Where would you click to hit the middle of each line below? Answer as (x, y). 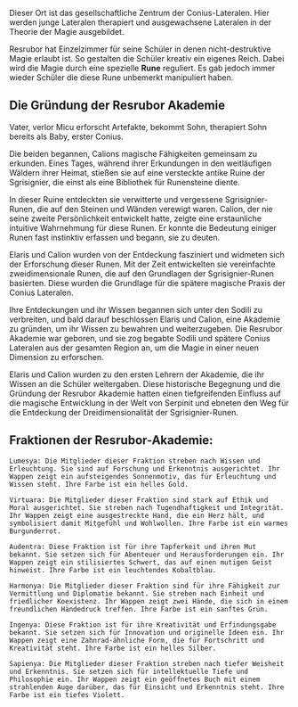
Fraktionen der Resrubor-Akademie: (111, 440)
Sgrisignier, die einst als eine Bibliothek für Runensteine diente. (125, 182)
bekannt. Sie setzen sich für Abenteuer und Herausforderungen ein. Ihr (147, 555)
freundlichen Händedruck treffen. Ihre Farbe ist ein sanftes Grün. (139, 609)
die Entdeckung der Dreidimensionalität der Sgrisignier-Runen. (124, 412)
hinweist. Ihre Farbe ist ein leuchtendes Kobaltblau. (113, 570)
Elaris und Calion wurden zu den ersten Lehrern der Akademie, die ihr (137, 374)
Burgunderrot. (36, 531)
